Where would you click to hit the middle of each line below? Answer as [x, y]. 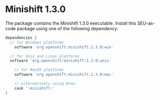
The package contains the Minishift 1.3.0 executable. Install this [71, 23]
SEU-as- [146, 23]
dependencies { [21, 38]
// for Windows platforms [37, 42]
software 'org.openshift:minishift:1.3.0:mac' [64, 75]
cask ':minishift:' [35, 88]
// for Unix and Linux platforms [45, 56]
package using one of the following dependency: [68, 28]
